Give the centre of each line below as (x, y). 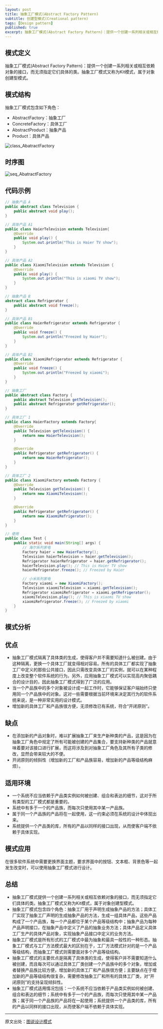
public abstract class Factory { (39, 395)
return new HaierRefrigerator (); (56, 458)
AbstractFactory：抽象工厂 (39, 118)
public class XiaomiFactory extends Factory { (53, 480)
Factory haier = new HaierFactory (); (60, 552)
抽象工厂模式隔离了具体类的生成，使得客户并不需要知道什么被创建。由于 (84, 658)
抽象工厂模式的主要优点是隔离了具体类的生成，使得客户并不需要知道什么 (84, 958)
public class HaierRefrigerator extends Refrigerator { (63, 323)
